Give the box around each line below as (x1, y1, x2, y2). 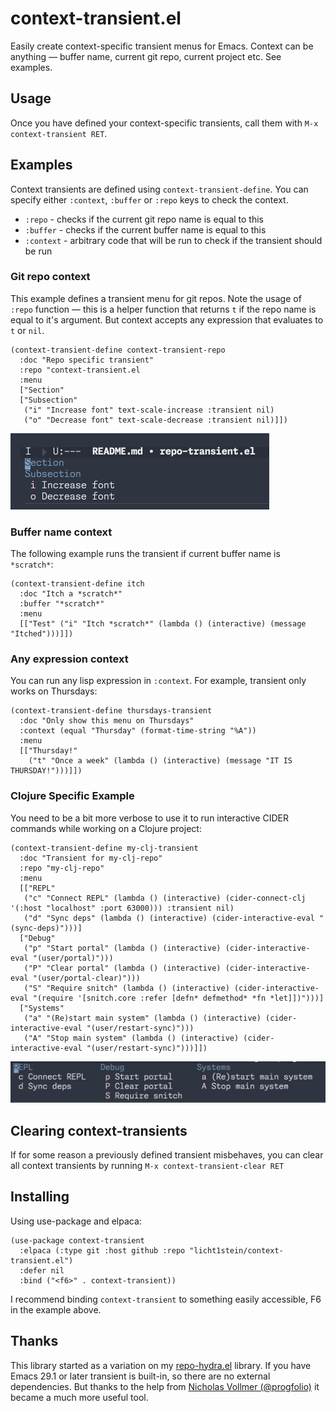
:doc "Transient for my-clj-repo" (19, 853, 163, 863)
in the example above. (10, 1303, 102, 1316)
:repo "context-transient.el (19, 365, 141, 375)
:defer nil (19, 1265, 65, 1276)
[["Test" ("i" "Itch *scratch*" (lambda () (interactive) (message (19, 619, 307, 629)
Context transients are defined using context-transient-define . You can (10, 183, 309, 195)
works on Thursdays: (10, 685, 98, 697)
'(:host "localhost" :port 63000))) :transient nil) (10, 903, 235, 913)
